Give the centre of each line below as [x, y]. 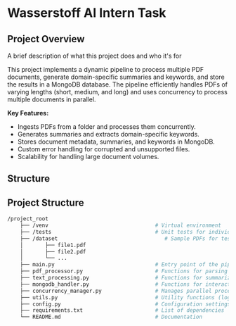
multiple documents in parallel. [52, 99]
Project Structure [46, 202]
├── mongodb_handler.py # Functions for [111, 284]
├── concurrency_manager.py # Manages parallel [116, 291]
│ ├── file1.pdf [53, 245]
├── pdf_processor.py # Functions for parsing [124, 271]
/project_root [28, 219]
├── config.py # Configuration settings [125, 304]
